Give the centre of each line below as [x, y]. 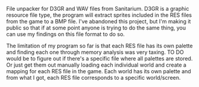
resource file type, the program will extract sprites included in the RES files [99, 15]
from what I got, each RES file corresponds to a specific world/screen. [93, 78]
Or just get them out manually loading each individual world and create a [96, 65]
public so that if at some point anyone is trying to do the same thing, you [96, 28]
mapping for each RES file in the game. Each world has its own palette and [99, 71]
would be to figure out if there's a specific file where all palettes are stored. [99, 58]
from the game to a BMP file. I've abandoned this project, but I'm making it [99, 21]
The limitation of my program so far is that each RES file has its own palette [99, 46]
